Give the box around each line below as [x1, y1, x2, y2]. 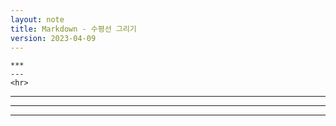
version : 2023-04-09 [10, 33, 97, 43]
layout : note [10, 14, 65, 25]
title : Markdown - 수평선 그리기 [10, 24, 137, 34]
